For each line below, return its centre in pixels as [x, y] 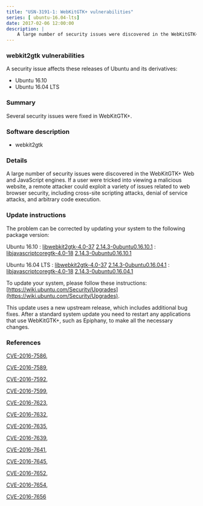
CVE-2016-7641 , [27, 450]
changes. [18, 327]
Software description [38, 131]
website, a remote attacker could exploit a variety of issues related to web [98, 187]
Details [17, 160]
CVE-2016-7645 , [27, 461]
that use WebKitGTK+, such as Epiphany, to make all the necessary [90, 320]
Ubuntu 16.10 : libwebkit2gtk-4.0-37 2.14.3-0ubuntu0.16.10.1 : [81, 247]
